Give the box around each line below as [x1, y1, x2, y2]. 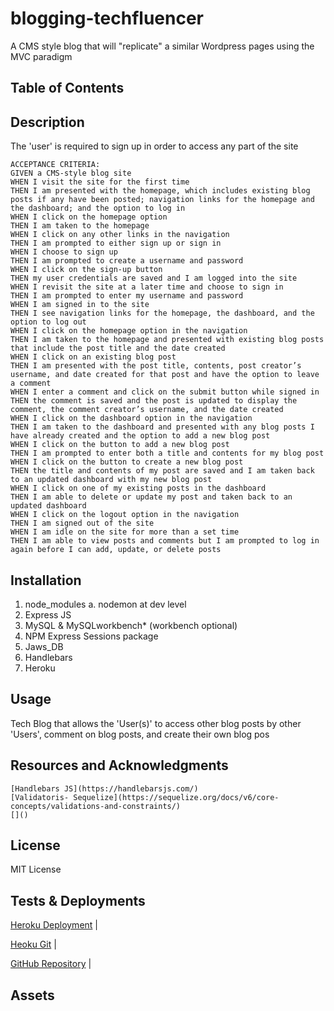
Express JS [24, 608, 72, 621]
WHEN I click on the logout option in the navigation [10, 510, 240, 520]
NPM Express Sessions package [24, 630, 159, 642]
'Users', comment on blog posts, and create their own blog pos [10, 728, 270, 740]
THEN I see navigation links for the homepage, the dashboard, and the [10, 308, 315, 319]
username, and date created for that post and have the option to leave [10, 370, 320, 380]
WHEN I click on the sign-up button [10, 265, 163, 275]
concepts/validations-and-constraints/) [10, 801, 182, 811]
